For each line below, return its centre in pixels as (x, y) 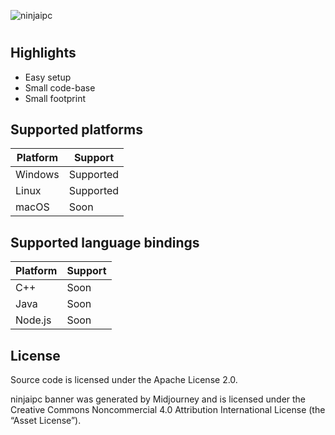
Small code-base (60, 87)
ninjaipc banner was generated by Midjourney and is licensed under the (158, 399)
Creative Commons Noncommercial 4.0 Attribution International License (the (168, 410)
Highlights (43, 53)
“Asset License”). (46, 421)
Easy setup (48, 77)
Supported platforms (76, 129)
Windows (37, 175)
